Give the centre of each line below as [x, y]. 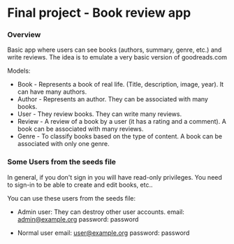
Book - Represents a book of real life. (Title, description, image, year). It [120, 85]
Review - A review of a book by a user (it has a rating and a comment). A [122, 122]
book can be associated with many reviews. [80, 129]
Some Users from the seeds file [62, 162]
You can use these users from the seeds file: [72, 198]
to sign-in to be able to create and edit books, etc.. [80, 185]
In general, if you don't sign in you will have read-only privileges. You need [115, 177]
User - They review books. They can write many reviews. [100, 114]
